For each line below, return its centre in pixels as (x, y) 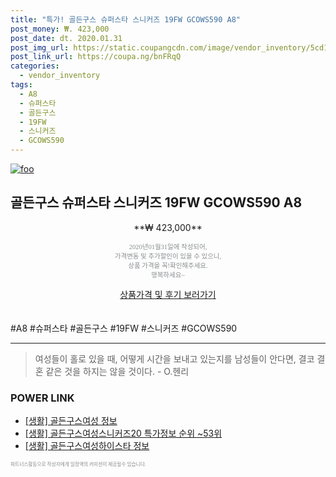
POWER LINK (42, 398)
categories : (35, 66)
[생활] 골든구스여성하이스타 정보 (87, 446)
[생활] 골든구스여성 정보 (71, 421)
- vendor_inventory (60, 76)
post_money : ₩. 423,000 (60, 29)
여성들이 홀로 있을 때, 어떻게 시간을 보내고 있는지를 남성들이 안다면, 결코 (174, 358)
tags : (21, 85)
